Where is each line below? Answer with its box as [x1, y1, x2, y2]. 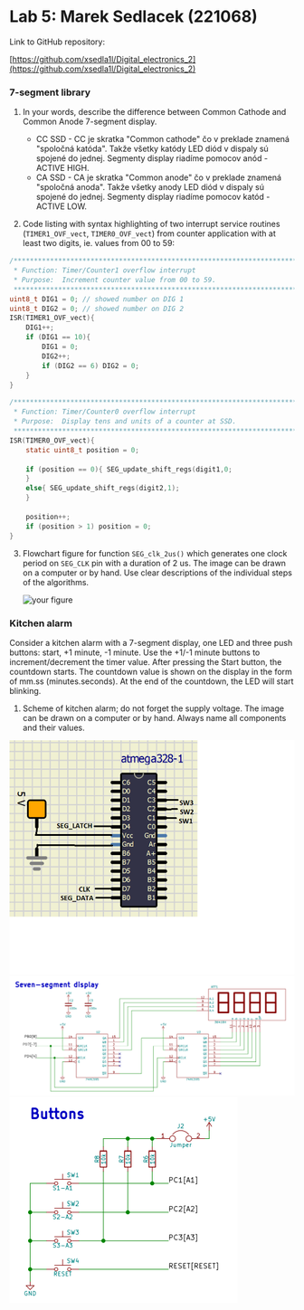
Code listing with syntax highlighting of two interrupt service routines [22, 219, 280, 230]
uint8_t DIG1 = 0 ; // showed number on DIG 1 [9, 294, 184, 304]
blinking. [9, 685, 42, 696]
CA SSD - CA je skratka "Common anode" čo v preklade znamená [35, 172, 282, 183]
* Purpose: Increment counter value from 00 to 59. [13, 275, 217, 284]
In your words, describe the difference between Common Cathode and [22, 107, 287, 118]
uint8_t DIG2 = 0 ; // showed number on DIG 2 [9, 304, 184, 313]
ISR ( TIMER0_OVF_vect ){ [9, 436, 95, 445]
